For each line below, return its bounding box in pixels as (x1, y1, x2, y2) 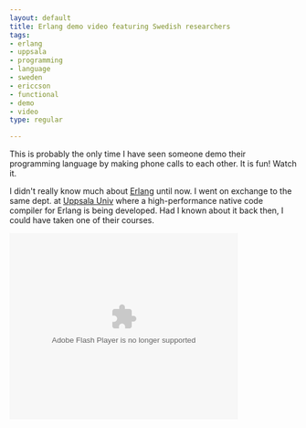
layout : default (9, 13, 71, 23)
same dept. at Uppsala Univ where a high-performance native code (9, 196, 263, 207)
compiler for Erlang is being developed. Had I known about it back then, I (9, 205, 284, 216)
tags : (9, 30, 30, 39)
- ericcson (9, 81, 51, 91)
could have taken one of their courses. (9, 215, 155, 226)
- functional (9, 90, 59, 99)
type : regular (9, 115, 64, 124)
